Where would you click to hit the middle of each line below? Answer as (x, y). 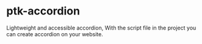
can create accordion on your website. (55, 34)
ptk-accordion (43, 11)
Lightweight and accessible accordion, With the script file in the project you (101, 28)
